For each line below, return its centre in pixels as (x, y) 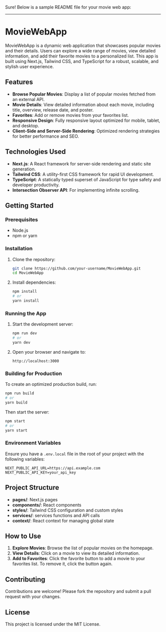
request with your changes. (33, 597)
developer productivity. (36, 185)
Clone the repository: (34, 259)
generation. (24, 169)
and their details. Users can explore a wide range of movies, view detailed (80, 51)
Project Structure (32, 488)
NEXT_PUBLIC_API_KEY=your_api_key (41, 473)
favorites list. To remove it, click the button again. (62, 564)
